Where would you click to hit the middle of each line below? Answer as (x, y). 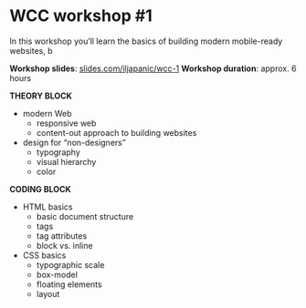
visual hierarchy (66, 161)
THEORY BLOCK (41, 96)
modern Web (47, 113)
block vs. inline (64, 245)
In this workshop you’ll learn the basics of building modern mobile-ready (146, 41)
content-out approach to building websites (116, 132)
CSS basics (44, 255)
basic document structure (85, 216)
